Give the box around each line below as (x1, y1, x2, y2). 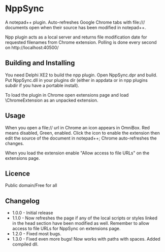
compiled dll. (12, 241, 38, 247)
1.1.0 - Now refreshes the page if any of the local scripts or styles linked (12, 215, 158, 221)
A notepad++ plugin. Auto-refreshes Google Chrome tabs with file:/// (5, 19, 145, 25)
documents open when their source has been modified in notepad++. (5, 24, 146, 30)
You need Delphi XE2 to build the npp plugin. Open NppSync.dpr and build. (5, 72, 158, 78)
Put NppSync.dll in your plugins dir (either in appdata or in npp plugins (5, 77, 148, 83)
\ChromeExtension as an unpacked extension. (5, 97, 99, 103)
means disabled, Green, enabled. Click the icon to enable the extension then (5, 130, 160, 136)
